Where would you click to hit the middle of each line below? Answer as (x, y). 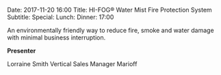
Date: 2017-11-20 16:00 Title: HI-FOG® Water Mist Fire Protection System (109, 10)
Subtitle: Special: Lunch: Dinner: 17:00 (61, 17)
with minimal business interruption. (56, 37)
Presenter (22, 51)
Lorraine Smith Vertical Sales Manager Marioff (72, 64)
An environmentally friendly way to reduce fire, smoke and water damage (110, 30)
